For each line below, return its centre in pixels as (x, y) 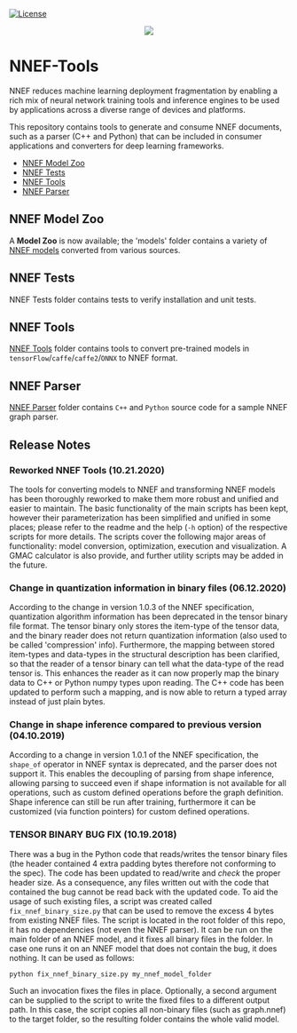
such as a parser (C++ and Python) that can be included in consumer (136, 136)
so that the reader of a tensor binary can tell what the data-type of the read (147, 664)
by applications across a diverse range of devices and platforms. (127, 109)
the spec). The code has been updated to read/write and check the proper (145, 873)
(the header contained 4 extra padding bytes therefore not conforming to (143, 863)
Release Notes (50, 445)
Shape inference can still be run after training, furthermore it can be (133, 802)
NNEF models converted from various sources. (95, 250)
